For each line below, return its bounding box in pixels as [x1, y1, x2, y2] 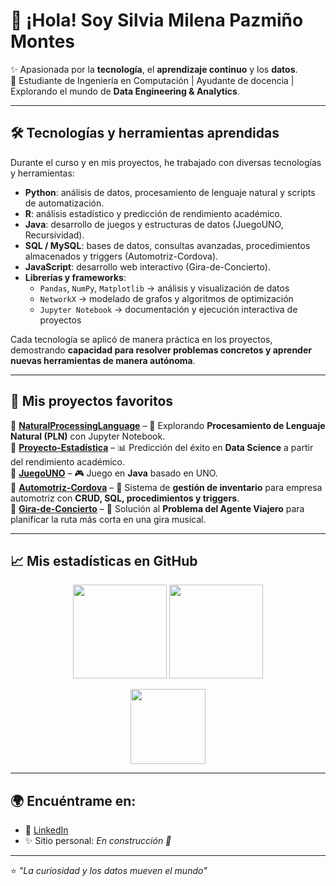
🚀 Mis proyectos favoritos [10, 393, 174, 410]
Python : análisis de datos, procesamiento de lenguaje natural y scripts [24, 186, 316, 198]
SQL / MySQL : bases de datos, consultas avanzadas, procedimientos [24, 239, 311, 251]
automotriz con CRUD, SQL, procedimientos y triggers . [10, 492, 240, 504]
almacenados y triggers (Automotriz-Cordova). [24, 250, 219, 262]
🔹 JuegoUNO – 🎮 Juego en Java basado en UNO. [10, 467, 218, 479]
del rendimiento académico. [10, 455, 126, 468]
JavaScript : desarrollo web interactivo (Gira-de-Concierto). [24, 260, 271, 273]
